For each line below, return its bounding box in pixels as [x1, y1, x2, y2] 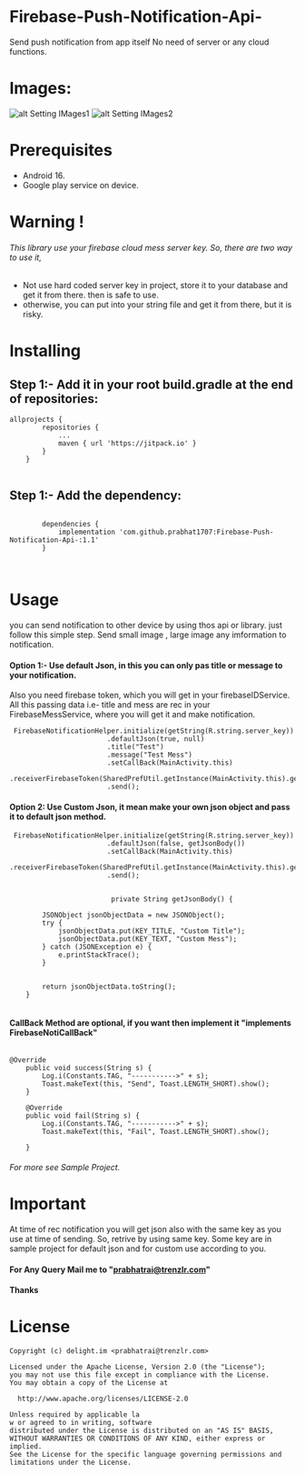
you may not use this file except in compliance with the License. [9, 1370, 271, 1379]
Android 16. [22, 170, 65, 181]
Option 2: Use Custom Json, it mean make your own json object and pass [9, 801, 290, 812]
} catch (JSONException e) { [42, 943, 152, 952]
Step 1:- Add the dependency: [9, 487, 182, 503]
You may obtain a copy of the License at [9, 1379, 169, 1388]
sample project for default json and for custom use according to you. [9, 1243, 266, 1254]
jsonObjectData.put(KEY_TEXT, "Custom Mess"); [57, 935, 238, 944]
